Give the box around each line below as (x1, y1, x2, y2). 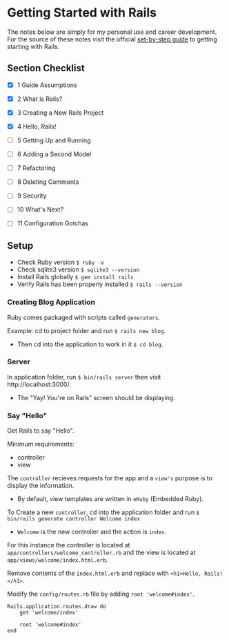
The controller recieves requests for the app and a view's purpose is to (7, 474, 212, 482)
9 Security (17, 191, 47, 200)
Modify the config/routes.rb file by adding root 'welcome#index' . (7, 590, 195, 599)
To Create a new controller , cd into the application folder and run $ (7, 508, 200, 516)
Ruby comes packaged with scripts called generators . (7, 313, 161, 321)
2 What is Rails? (17, 95, 63, 103)
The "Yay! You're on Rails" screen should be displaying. (17, 393, 176, 402)
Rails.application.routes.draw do (7, 603, 107, 610)
